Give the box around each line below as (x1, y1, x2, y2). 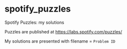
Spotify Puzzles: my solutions (4, 19, 64, 25)
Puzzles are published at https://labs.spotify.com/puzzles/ (4, 29, 123, 34)
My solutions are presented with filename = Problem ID (4, 38, 116, 44)
